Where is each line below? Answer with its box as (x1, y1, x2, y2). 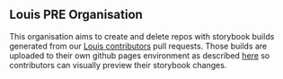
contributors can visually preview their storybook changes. (9, 59, 227, 70)
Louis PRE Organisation (9, 7, 144, 22)
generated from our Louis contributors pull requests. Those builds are (9, 40, 268, 51)
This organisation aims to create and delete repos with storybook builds (9, 31, 275, 41)
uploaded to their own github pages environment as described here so (9, 49, 270, 61)
